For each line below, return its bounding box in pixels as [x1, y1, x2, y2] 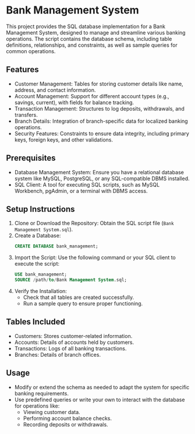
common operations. [6, 47, 56, 54]
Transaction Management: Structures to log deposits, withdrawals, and [14, 105, 185, 112]
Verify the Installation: [14, 288, 67, 294]
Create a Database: [14, 232, 61, 239]
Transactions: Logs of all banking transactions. [14, 345, 127, 352]
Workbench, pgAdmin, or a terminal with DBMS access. [14, 187, 148, 194]
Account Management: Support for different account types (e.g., [14, 92, 170, 99]
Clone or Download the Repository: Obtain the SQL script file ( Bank [14, 220, 174, 227]
